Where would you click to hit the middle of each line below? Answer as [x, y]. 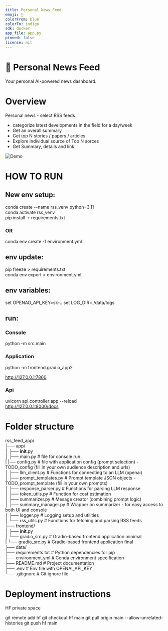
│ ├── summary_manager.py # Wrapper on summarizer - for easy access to [84, 504]
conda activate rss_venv [30, 212]
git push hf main [41, 623]
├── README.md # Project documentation [50, 563]
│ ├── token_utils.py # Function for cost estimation [58, 494]
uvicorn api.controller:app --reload [41, 401]
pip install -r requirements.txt [35, 217]
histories [14, 623]
